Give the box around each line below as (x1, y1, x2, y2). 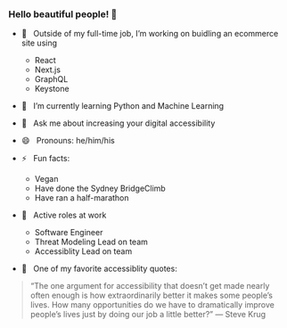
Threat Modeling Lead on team (34, 236, 149, 248)
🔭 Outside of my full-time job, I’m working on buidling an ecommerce (20, 29, 279, 39)
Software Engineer (34, 227, 103, 238)
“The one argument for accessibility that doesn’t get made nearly (29, 281, 270, 291)
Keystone (34, 84, 70, 94)
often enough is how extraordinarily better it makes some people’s (29, 290, 274, 301)
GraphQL (34, 74, 69, 85)
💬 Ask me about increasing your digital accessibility (20, 118, 216, 128)
